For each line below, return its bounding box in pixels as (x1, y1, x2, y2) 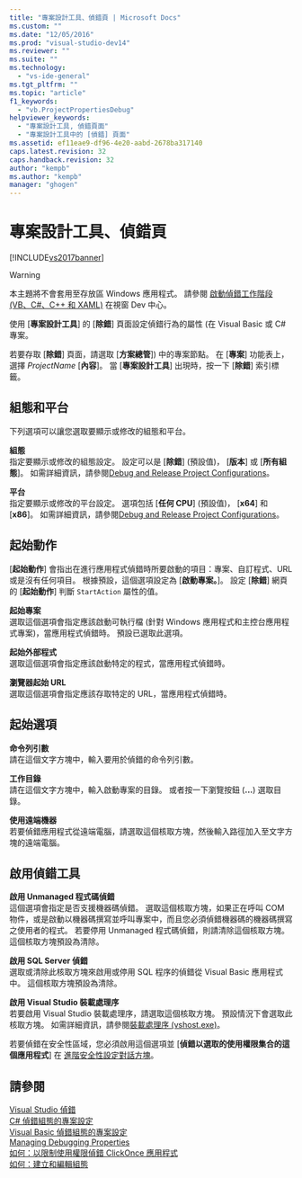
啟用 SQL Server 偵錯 (9, 955, 88, 967)
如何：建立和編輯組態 (9, 1159, 88, 1170)
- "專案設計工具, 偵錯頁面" (17, 122, 110, 131)
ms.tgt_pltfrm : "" (9, 80, 78, 89)
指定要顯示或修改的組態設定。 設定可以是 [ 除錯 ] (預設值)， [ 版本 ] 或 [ (9, 456, 263, 467)
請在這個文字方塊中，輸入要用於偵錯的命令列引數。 (9, 754, 199, 764)
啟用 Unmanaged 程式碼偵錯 (9, 891, 115, 902)
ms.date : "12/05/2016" (9, 30, 94, 39)
